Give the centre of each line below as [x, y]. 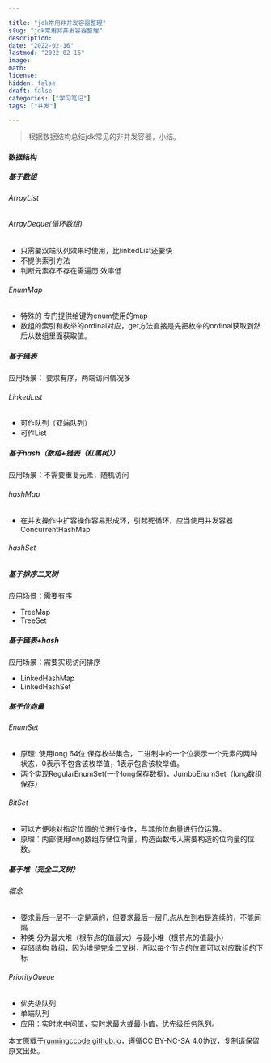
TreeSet [33, 620]
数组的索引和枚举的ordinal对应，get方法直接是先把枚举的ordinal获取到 [137, 326]
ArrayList [23, 197]
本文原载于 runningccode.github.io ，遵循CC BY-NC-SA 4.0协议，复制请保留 [134, 1040]
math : [17, 68]
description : [30, 38]
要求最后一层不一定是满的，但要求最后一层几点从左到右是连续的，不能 [137, 917]
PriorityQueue [32, 977]
